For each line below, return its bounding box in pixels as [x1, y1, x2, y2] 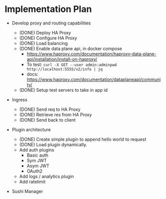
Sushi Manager [11, 188, 43, 194]
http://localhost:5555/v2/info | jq [26, 66, 103, 72]
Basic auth [26, 152, 49, 158]
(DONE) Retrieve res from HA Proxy [19, 111, 92, 118]
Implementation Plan [4, 3, 92, 15]
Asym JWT [26, 163, 50, 169]
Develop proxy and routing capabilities [11, 20, 91, 26]
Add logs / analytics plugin [19, 173, 74, 179]
